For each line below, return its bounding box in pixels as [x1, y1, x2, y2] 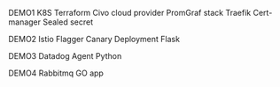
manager [8, 17, 42, 27]
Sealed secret [43, 17, 94, 27]
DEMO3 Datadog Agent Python [8, 51, 122, 61]
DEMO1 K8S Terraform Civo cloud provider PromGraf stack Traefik [8, 8, 252, 18]
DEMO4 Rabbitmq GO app [8, 68, 104, 78]
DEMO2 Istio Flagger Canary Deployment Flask [8, 34, 181, 44]
